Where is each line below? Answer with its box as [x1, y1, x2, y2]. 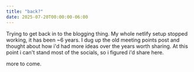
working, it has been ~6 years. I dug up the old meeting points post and [6, 36, 180, 43]
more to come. [6, 60, 42, 67]
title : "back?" [6, 8, 44, 15]
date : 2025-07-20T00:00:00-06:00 [6, 14, 88, 20]
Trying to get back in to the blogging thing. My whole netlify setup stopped [6, 30, 188, 37]
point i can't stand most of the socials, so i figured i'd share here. [6, 49, 164, 56]
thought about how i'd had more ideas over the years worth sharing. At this [6, 42, 189, 50]
